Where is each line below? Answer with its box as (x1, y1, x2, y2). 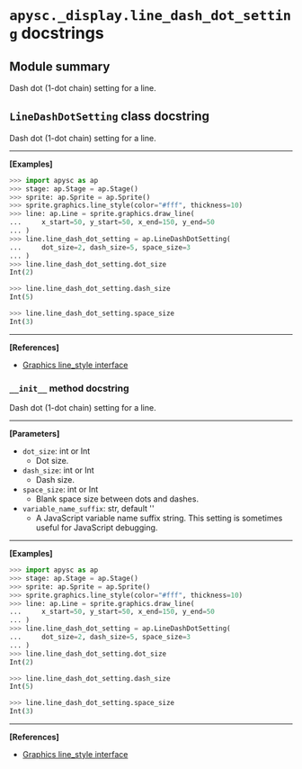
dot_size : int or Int (22, 446, 91, 457)
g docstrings (9, 23, 105, 43)
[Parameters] (9, 429, 60, 439)
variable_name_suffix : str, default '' (22, 503, 155, 514)
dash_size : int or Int (22, 465, 94, 475)
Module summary (9, 59, 111, 74)
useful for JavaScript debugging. (35, 522, 158, 533)
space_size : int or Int (22, 484, 99, 495)
